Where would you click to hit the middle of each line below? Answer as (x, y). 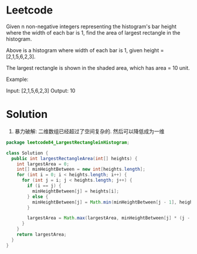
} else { (38, 197)
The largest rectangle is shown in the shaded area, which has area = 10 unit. (98, 67)
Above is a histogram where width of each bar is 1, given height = (85, 50)
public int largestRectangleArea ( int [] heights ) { (74, 158)
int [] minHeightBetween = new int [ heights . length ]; (81, 170)
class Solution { (27, 153)
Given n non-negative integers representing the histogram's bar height (91, 26)
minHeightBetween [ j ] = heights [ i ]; (75, 191)
